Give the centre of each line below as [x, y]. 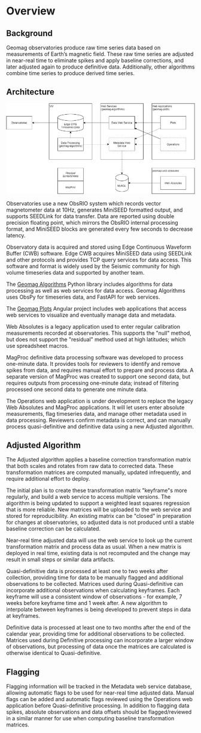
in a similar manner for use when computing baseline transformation [90, 719]
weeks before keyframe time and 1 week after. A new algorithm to [87, 603]
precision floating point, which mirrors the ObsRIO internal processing [92, 222]
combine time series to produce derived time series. [70, 73]
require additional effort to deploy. [48, 479]
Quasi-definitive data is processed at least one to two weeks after [87, 571]
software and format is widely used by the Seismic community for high [93, 266]
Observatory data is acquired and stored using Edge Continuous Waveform [99, 247]
